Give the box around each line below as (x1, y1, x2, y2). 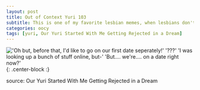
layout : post (6, 8, 39, 15)
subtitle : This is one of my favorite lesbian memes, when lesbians (6, 20, 180, 25)
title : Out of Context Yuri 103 (6, 14, 86, 20)
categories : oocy (6, 25, 49, 31)
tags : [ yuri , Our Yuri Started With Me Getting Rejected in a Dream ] (6, 31, 183, 37)
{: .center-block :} (6, 66, 50, 73)
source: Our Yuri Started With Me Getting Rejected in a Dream (6, 78, 158, 85)
